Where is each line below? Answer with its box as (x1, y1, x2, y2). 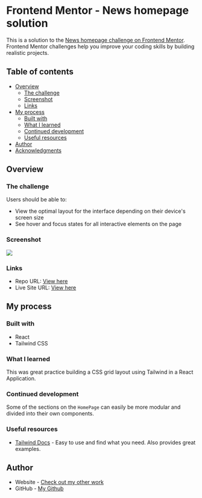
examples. (14, 445, 41, 452)
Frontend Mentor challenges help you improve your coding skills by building (6, 43, 195, 50)
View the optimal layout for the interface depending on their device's (14, 207, 186, 215)
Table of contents (6, 67, 74, 77)
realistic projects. (6, 49, 49, 56)
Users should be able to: (6, 196, 68, 203)
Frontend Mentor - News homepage (6, 4, 189, 17)
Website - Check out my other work (14, 479, 104, 486)
